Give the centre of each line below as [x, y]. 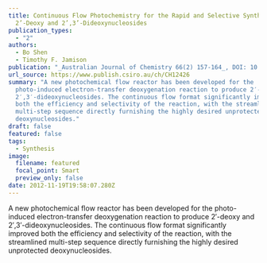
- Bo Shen [31, 52]
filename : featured [48, 164]
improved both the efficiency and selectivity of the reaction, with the [120, 233]
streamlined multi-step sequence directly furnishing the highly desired [123, 242]
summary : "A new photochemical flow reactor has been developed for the [131, 82]
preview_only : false [49, 178]
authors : [23, 45]
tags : [17, 141]
